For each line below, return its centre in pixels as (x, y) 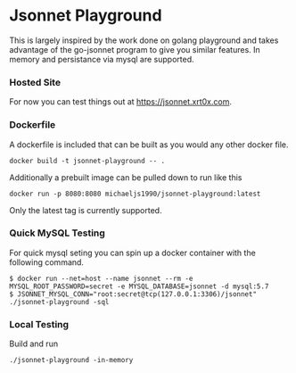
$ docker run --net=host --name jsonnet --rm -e (101, 278)
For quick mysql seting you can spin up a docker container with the (132, 253)
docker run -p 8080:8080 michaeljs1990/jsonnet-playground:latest (135, 194)
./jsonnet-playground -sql (59, 302)
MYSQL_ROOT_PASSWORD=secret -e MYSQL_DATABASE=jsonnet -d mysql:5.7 (139, 286)
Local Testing (39, 324)
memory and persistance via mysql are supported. (102, 59)
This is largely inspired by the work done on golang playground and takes (144, 40)
